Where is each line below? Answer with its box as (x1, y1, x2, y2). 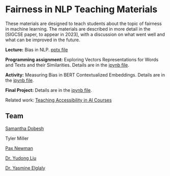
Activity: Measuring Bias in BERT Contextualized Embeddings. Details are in (5, 71, 165, 78)
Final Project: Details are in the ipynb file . (5, 87, 93, 93)
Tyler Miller (5, 135, 29, 141)
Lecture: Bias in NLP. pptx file (5, 46, 68, 53)
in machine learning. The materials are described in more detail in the (5, 26, 151, 32)
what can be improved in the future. (5, 37, 80, 43)
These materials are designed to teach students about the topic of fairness (5, 20, 162, 27)
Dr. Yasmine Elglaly (5, 165, 46, 171)
